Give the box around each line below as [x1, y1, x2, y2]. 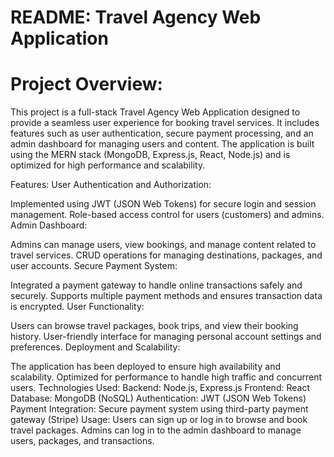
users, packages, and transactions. [10, 435, 155, 447]
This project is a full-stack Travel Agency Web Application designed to [10, 106, 301, 118]
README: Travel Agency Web [10, 6, 262, 29]
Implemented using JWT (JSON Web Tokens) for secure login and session [10, 198, 317, 210]
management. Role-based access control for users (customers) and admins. [10, 209, 325, 221]
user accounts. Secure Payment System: [10, 260, 178, 272]
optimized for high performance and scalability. [10, 159, 206, 171]
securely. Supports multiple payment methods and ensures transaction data [10, 290, 323, 302]
